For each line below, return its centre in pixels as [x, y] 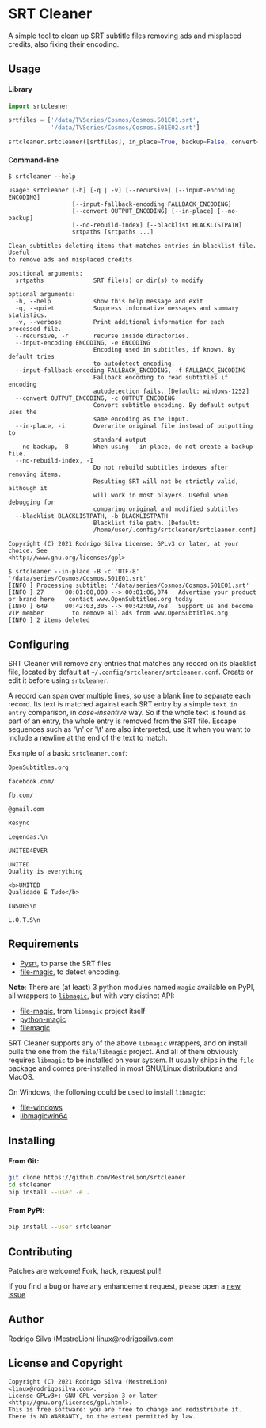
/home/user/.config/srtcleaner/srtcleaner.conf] [175, 530]
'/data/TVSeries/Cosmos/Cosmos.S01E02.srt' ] [125, 128]
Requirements [44, 944]
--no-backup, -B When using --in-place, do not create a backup [134, 447]
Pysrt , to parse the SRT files [65, 963]
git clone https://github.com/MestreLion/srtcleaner [97, 1178]
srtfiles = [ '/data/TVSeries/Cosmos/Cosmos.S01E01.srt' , [104, 120]
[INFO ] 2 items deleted [49, 620]
